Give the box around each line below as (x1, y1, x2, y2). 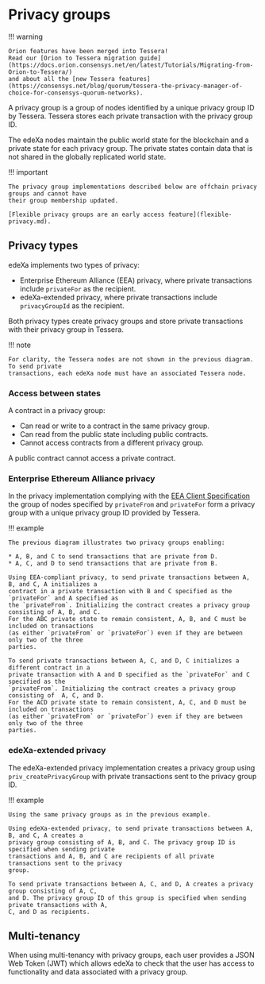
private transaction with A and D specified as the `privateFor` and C (8, 671, 250, 679)
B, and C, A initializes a (8, 581, 98, 588)
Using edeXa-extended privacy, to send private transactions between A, (8, 824, 254, 832)
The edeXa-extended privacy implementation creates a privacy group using (8, 762, 255, 772)
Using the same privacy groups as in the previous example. (8, 810, 212, 819)
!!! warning (8, 32, 44, 41)
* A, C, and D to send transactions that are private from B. (8, 560, 218, 568)
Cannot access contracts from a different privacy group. (19, 438, 204, 448)
